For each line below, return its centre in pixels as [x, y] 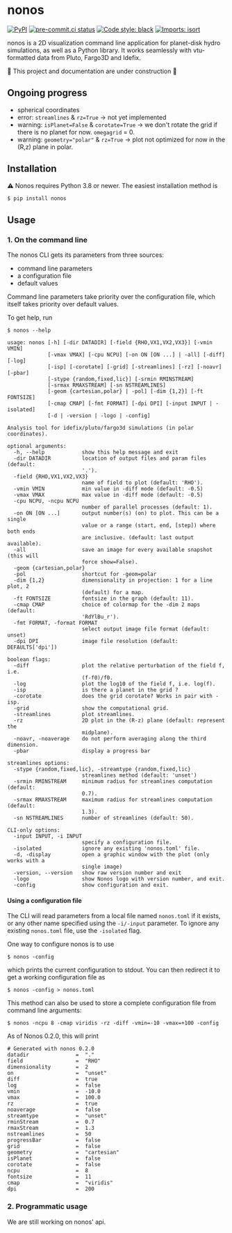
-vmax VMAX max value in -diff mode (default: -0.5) [108, 495]
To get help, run [30, 318]
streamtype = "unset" [57, 1116]
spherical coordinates [48, 109]
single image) [102, 867]
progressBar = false [54, 1140]
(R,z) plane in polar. [45, 147]
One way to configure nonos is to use [61, 944]
